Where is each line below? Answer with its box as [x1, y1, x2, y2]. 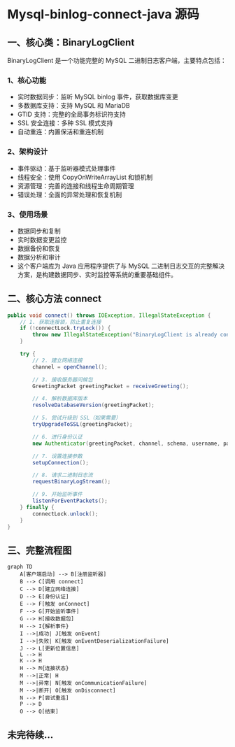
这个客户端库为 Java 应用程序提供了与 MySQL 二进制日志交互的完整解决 [17, 262, 225, 270]
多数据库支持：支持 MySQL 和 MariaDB [17, 101, 131, 110]
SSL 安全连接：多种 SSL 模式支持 [17, 119, 113, 127]
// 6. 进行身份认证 [32, 433, 83, 441]
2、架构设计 [7, 147, 48, 157]
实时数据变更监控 [17, 235, 67, 243]
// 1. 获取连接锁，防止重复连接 [20, 318, 101, 325]
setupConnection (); [32, 459, 90, 466]
